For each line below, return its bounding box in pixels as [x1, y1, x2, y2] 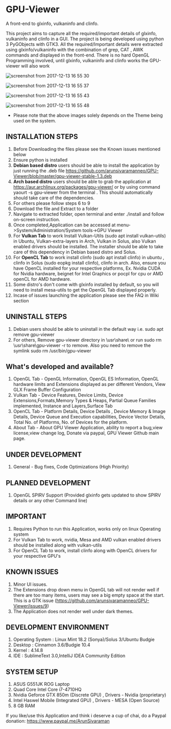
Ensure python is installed [13, 157, 68, 163]
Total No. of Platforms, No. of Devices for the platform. [13, 419, 128, 425]
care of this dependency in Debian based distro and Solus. [13, 249, 137, 255]
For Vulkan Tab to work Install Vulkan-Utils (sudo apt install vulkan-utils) [13, 232, 166, 239]
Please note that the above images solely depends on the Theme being [13, 112, 163, 118]
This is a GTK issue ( [13, 597, 57, 604]
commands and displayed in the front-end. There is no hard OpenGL [6, 52, 150, 58]
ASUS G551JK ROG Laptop [13, 681, 70, 687]
